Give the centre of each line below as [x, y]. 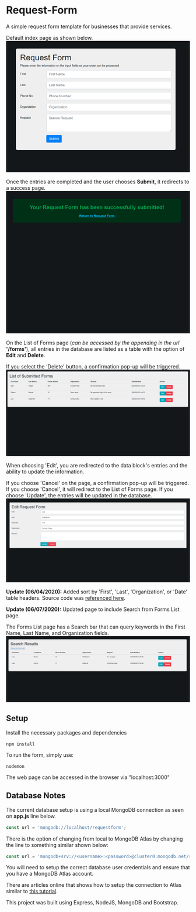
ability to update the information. [45, 472]
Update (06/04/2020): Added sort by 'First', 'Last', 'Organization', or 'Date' [97, 592]
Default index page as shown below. [50, 37]
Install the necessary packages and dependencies [66, 732]
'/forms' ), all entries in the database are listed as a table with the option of [95, 349]
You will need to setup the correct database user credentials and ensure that [98, 867]
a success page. [26, 188]
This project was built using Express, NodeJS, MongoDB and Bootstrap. [92, 903]
